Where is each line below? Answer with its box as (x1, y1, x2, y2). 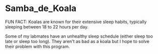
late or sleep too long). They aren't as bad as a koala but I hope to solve (5, 38, 150, 44)
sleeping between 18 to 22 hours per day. (5, 24, 89, 29)
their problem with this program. (5, 43, 70, 49)
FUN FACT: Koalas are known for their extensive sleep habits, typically (5, 19, 147, 25)
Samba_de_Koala (5, 3, 77, 14)
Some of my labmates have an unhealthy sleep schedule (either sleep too (5, 33, 153, 39)
